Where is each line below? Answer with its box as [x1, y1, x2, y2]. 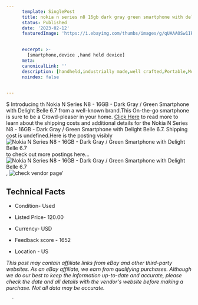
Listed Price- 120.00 [14, 213, 64, 221]
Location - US [14, 248, 49, 255]
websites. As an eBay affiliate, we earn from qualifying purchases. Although [6, 266, 192, 273]
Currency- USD [14, 225, 52, 232]
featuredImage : [21, 31, 60, 37]
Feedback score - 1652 [14, 236, 71, 243]
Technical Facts [6, 187, 66, 197]
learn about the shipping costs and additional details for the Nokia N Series [6, 120, 189, 127]
